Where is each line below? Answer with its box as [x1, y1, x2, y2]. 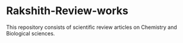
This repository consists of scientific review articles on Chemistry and [6, 24, 177, 31]
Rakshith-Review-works [6, 4, 129, 18]
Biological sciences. [6, 29, 55, 37]
